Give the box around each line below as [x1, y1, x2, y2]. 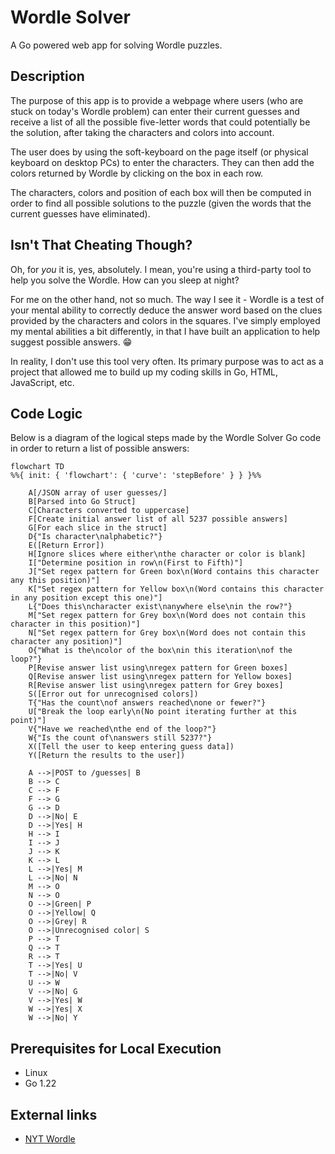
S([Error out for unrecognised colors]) [28, 689, 199, 700]
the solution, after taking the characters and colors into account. [10, 126, 275, 138]
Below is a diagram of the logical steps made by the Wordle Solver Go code [10, 432, 322, 444]
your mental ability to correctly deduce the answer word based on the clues [10, 304, 323, 316]
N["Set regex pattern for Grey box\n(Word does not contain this [28, 628, 307, 638]
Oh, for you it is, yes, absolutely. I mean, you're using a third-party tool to [10, 263, 312, 275]
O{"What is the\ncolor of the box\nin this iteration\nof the [28, 646, 293, 656]
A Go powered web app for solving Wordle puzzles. [10, 39, 223, 51]
